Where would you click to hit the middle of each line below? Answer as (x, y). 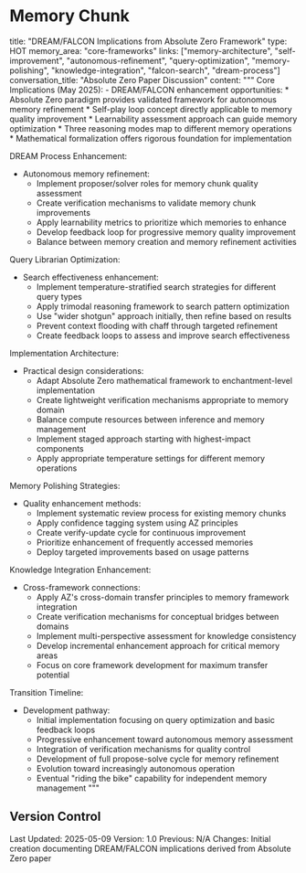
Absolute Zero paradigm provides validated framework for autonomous (143, 99)
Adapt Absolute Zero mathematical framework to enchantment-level (164, 380)
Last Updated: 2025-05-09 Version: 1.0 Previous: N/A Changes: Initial (140, 838)
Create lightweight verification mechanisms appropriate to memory (163, 399)
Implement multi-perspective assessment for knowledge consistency (166, 635)
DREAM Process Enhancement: (69, 155)
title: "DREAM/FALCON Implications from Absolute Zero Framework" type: (148, 41)
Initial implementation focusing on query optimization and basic (156, 719)
